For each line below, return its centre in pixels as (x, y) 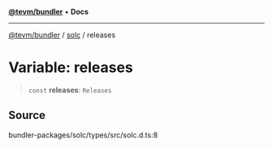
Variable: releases (71, 68)
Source (27, 115)
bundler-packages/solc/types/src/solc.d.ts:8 (83, 135)
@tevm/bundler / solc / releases (62, 35)
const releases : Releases (70, 90)
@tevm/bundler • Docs (49, 12)
